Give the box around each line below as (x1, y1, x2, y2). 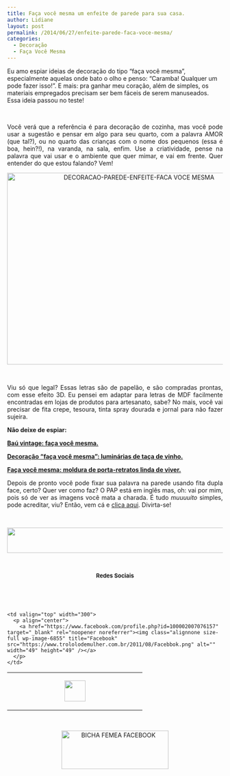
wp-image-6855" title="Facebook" (22, 635, 118, 642)
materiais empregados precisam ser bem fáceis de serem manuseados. (7, 88, 209, 97)
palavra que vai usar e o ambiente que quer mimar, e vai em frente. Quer (7, 151, 223, 160)
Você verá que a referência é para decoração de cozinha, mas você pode (7, 123, 223, 131)
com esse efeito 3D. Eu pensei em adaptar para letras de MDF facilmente (7, 390, 223, 399)
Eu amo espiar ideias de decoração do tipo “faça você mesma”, (7, 66, 186, 75)
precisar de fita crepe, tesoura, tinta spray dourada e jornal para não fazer (7, 405, 223, 413)
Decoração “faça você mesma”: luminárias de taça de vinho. (7, 452, 183, 460)
